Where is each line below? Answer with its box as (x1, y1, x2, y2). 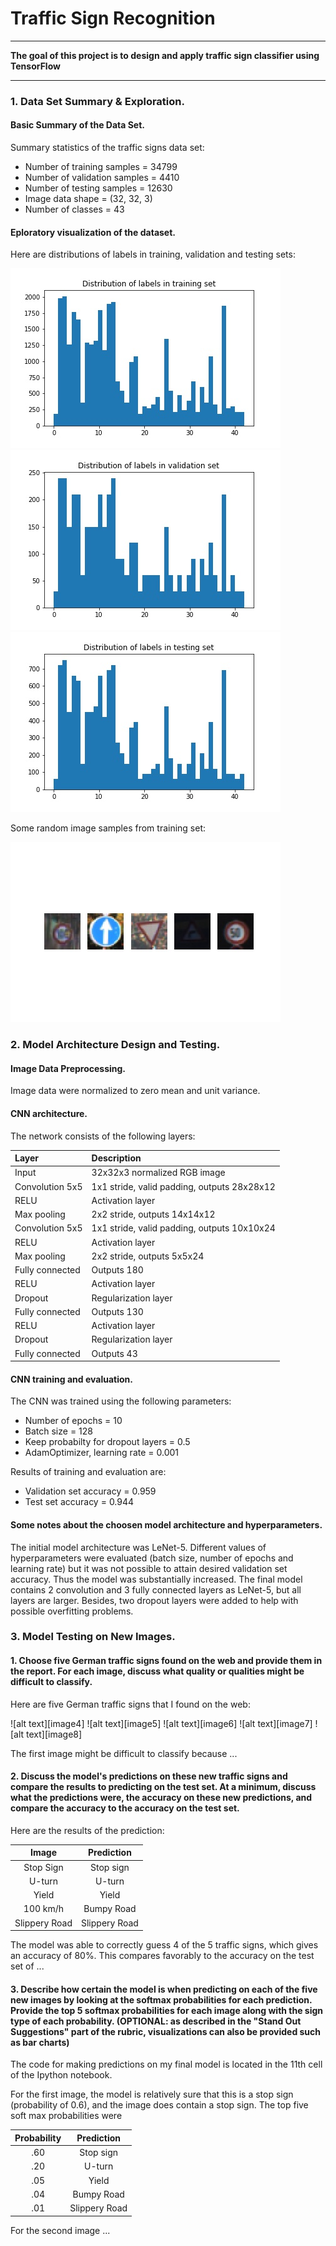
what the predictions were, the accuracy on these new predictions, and (10, 1792, 313, 1804)
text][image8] (26, 1728, 83, 1740)
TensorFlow (10, 60, 61, 72)
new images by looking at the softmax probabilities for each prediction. (10, 1993, 313, 2006)
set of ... (10, 1960, 45, 1972)
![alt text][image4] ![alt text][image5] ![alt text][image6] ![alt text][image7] (10, 1717, 313, 1729)
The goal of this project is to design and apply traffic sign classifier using (10, 49, 320, 61)
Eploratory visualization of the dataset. (10, 226, 176, 238)
